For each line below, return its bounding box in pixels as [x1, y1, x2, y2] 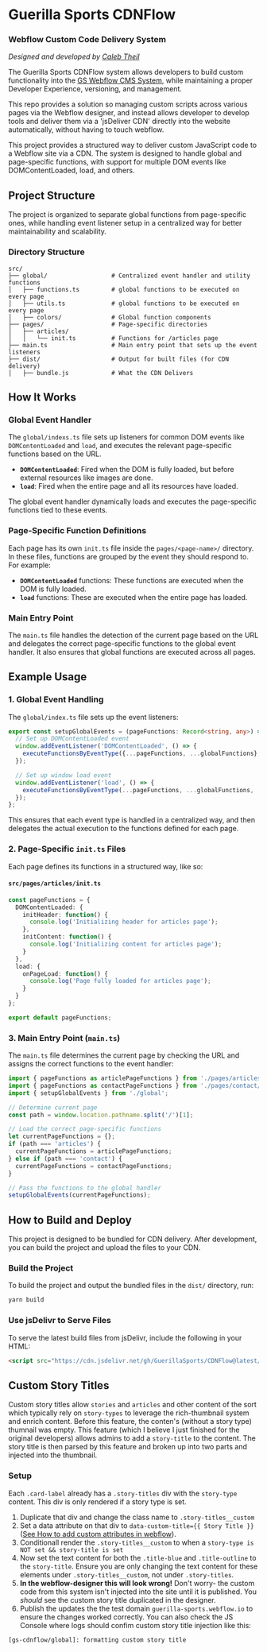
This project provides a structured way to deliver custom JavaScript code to [8, 141, 257, 150]
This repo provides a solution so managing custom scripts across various [8, 99, 248, 109]
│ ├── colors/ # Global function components [8, 313, 212, 321]
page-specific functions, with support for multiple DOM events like [8, 157, 226, 167]
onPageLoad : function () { [22, 969, 109, 978]
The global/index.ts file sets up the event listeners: [8, 712, 179, 722]
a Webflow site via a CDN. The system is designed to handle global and [8, 149, 242, 158]
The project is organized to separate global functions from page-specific [8, 210, 247, 219]
